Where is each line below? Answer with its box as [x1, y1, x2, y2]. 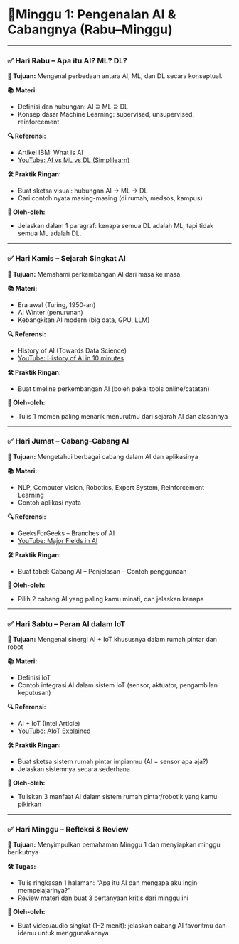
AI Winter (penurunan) [17, 308, 83, 316]
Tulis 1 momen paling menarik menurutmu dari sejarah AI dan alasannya [17, 412, 228, 420]
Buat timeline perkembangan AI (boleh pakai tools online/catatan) [17, 384, 210, 393]
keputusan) [17, 689, 51, 697]
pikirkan [17, 800, 42, 809]
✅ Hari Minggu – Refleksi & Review [7, 825, 129, 835]
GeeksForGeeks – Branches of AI [17, 529, 115, 537]
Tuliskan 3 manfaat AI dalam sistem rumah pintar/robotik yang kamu [17, 793, 218, 801]
